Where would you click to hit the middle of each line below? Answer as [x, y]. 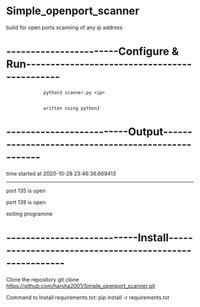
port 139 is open [26, 202]
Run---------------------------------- [99, 64]
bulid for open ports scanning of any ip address [65, 27]
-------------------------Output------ [99, 132]
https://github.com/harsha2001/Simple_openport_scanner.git [81, 286]
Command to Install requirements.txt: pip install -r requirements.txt [88, 297]
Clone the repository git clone [43, 279]
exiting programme [29, 214]
